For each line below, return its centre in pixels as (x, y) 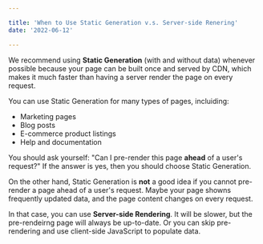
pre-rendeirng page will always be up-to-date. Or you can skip (112, 222)
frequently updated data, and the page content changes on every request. (131, 198)
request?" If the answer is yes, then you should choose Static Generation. (130, 166)
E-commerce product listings (68, 134)
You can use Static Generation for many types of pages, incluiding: (119, 101)
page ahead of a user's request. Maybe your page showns (134, 190)
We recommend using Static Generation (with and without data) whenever (132, 60)
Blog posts (38, 125)
